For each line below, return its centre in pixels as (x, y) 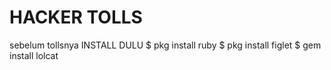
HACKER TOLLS (76, 17)
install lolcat (34, 55)
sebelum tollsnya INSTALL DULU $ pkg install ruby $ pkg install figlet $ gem (165, 45)
